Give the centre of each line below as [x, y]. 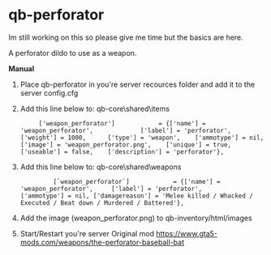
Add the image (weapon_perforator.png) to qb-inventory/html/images [136, 218]
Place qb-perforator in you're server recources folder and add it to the [138, 84]
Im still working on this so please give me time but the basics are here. [126, 37]
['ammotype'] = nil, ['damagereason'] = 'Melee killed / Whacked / [136, 196]
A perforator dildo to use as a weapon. [73, 53]
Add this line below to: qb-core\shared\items [95, 108]
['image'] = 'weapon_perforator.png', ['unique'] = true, [126, 144]
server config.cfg [49, 93]
